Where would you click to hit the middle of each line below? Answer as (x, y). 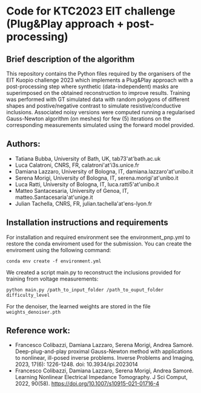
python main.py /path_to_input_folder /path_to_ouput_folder (85, 290)
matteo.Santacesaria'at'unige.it (54, 197)
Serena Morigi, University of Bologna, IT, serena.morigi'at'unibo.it (97, 178)
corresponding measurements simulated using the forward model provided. (100, 125)
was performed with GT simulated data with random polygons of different (98, 99)
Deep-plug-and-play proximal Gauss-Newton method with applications (104, 351)
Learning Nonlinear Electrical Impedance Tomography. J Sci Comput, (101, 377)
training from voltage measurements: (52, 279)
